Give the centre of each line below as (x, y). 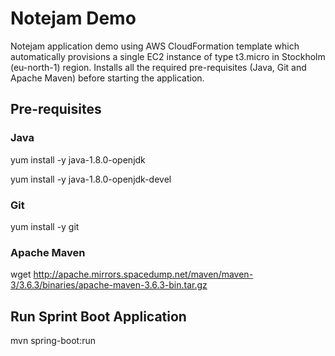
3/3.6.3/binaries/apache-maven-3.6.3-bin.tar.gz (109, 285)
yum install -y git (45, 226)
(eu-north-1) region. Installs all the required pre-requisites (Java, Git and (158, 67)
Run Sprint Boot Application (98, 316)
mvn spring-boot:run (53, 341)
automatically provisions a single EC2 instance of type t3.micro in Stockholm (168, 56)
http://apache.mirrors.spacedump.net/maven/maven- (143, 274)
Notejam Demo (73, 18)
